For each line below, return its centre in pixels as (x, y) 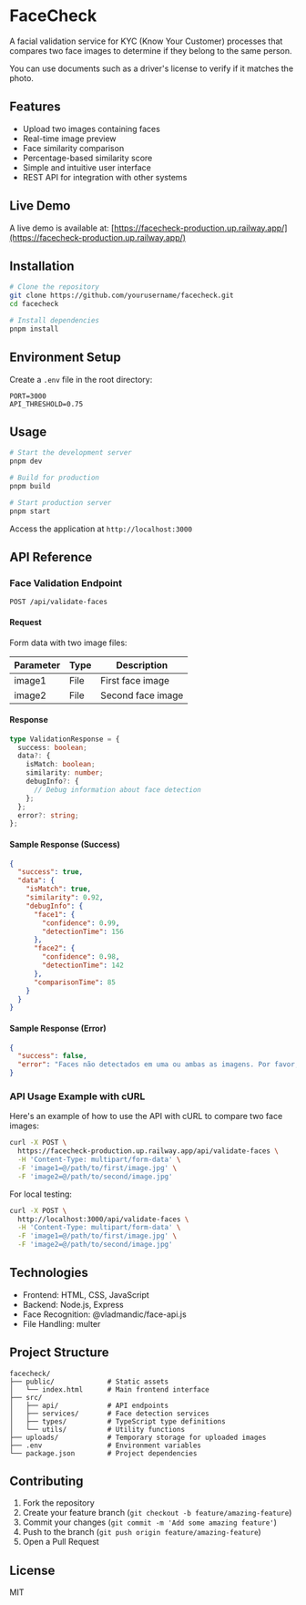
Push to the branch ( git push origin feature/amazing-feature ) (142, 1532)
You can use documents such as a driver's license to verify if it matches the (152, 68)
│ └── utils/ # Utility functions (97, 1429)
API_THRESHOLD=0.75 (46, 404)
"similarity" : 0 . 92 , (65, 898)
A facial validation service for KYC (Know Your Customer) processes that (146, 41)
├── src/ (26, 1397)
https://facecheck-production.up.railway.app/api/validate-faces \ (148, 1151)
